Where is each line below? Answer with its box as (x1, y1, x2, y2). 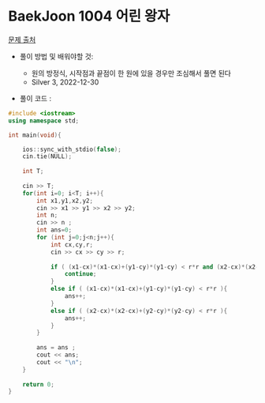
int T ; (22, 168, 44, 175)
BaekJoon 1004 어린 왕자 (8, 7, 170, 25)
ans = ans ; (36, 344, 77, 352)
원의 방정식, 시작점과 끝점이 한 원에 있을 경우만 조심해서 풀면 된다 (31, 68, 231, 77)
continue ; (64, 270, 97, 278)
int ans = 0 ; (36, 226, 73, 234)
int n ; (36, 211, 58, 220)
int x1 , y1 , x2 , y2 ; (36, 197, 93, 205)
